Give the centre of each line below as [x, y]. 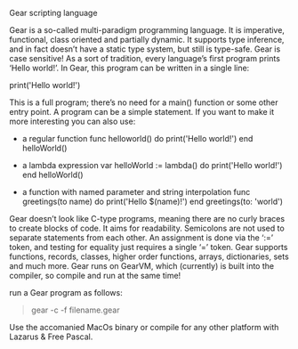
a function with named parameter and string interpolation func [136, 192]
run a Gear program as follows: [66, 292]
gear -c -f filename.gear [75, 310]
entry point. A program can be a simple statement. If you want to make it [142, 112]
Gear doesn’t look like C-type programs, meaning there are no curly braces [147, 219]
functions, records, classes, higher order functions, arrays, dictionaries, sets [149, 256]
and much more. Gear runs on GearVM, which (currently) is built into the [141, 266]
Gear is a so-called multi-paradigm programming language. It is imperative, [147, 30]
